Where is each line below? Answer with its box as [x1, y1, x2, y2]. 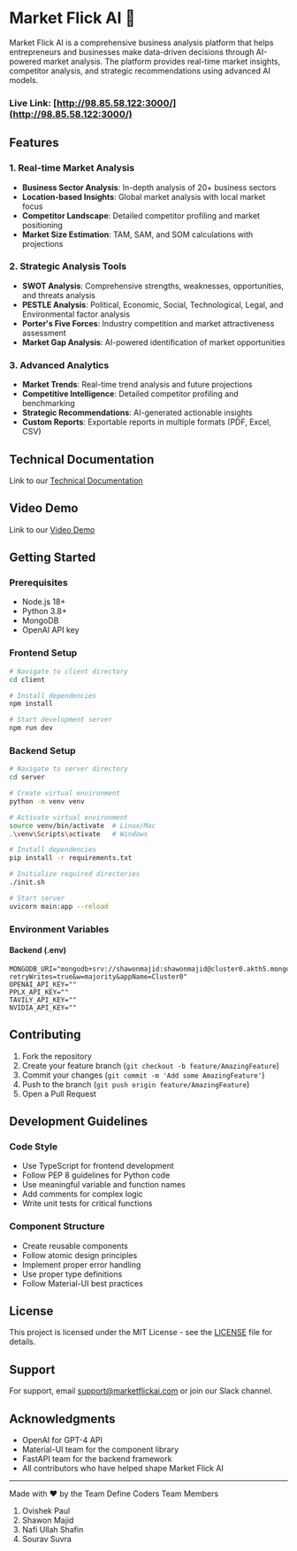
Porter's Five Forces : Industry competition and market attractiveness [21, 318, 275, 328]
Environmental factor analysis [21, 309, 131, 319]
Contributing [9, 1027, 81, 1042]
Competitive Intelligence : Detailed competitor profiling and [21, 388, 239, 399]
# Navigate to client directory [9, 667, 128, 676]
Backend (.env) [9, 945, 67, 956]
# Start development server [9, 716, 113, 725]
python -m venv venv [9, 796, 86, 806]
